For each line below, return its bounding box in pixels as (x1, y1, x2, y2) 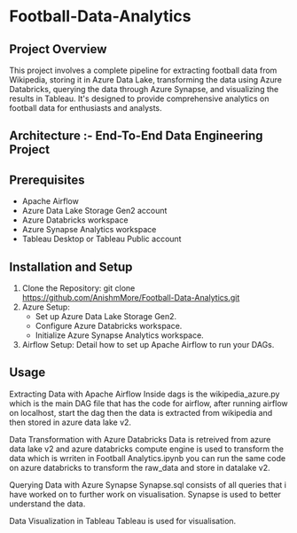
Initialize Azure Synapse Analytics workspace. (35, 330, 204, 341)
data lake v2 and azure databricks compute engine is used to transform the (9, 443, 284, 454)
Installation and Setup (9, 259, 133, 274)
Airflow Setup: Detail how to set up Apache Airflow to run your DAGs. (21, 340, 275, 350)
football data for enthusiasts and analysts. (9, 103, 162, 113)
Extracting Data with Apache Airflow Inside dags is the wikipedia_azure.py (9, 388, 280, 399)
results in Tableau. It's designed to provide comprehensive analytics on (9, 93, 270, 104)
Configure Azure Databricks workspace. (35, 321, 183, 332)
